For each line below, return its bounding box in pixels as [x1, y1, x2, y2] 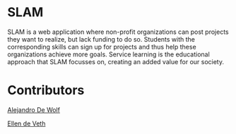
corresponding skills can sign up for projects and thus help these [7, 42, 196, 51]
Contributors [7, 83, 85, 99]
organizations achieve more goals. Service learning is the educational [7, 50, 210, 59]
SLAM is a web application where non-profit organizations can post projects [7, 28, 229, 36]
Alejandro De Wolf [7, 105, 60, 114]
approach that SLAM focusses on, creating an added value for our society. [7, 57, 225, 66]
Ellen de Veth [7, 119, 46, 128]
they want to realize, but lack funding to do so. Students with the [7, 35, 196, 43]
